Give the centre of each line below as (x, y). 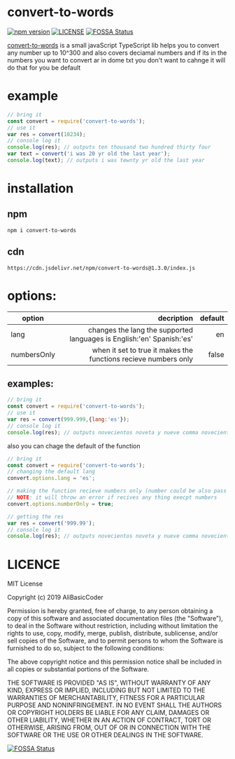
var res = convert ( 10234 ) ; (47, 134)
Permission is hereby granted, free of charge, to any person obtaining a (110, 611)
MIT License (25, 584)
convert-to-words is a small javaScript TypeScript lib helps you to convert (113, 45)
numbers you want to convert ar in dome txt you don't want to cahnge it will (116, 60)
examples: (30, 384)
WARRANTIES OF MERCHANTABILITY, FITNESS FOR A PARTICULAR (106, 698)
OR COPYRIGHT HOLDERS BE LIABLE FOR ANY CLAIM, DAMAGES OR (108, 713)
